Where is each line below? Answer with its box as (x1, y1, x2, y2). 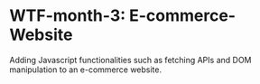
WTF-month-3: (9, 5, 126, 26)
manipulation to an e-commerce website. (9, 64, 162, 75)
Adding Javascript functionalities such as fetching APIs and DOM (9, 54, 252, 65)
